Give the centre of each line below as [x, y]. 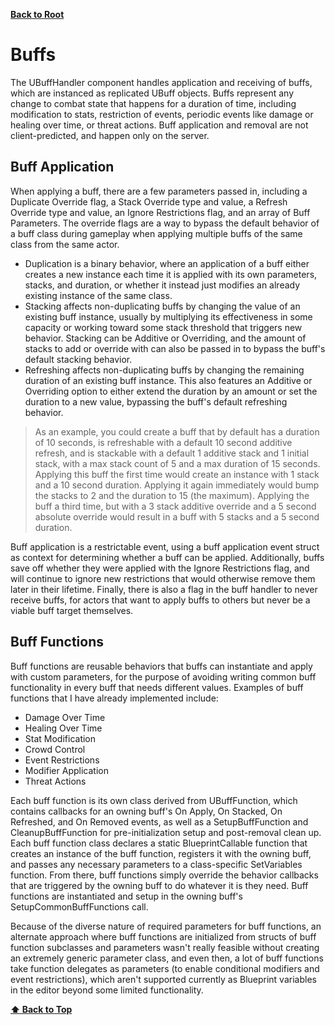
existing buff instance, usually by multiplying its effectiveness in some [168, 316]
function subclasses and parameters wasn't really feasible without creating [165, 947]
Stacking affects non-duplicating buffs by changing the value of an [162, 306]
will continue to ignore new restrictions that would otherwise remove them [163, 578]
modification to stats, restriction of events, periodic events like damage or [162, 114]
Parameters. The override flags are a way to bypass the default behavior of [165, 223]
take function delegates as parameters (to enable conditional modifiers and [165, 968]
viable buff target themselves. [72, 610]
